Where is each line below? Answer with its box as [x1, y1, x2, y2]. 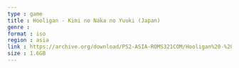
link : [7, 43, 27, 50]
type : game [7, 10, 43, 18]
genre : [7, 23, 31, 30]
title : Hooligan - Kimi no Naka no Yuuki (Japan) [7, 17, 161, 24]
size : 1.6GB [7, 50, 46, 57]
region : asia [7, 37, 50, 44]
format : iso [7, 30, 46, 38]
